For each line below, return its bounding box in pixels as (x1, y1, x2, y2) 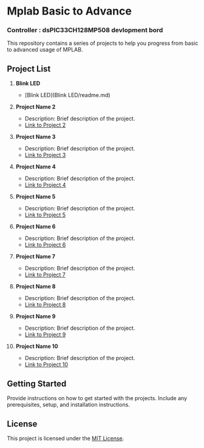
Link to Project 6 (24, 241, 66, 249)
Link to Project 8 (24, 301, 66, 309)
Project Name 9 (15, 313, 56, 320)
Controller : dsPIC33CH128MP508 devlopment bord (7, 26, 163, 35)
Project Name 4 (15, 163, 56, 170)
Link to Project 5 (24, 211, 66, 219)
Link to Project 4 (24, 181, 66, 189)
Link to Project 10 (24, 361, 69, 368)
